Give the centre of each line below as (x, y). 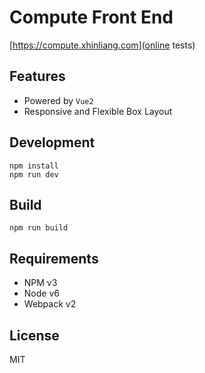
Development (52, 142)
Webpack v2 (50, 304)
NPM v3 (40, 283)
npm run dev (34, 174)
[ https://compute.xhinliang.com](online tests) (102, 45)
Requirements (54, 258)
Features (37, 76)
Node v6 (41, 293)
